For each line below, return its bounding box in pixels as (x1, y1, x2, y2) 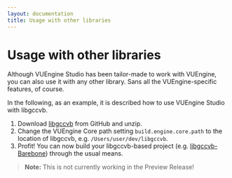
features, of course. (7, 85, 64, 93)
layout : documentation (7, 10, 74, 18)
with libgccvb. (7, 106, 48, 114)
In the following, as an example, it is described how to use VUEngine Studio (7, 99, 226, 107)
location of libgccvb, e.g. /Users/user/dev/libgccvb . (17, 135, 168, 143)
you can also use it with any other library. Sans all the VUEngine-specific (7, 78, 217, 86)
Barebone (17, 149, 46, 158)
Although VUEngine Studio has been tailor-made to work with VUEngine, (7, 70, 217, 78)
